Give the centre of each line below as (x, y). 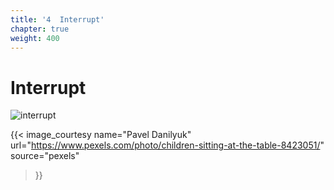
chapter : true (40, 29)
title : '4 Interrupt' (57, 19)
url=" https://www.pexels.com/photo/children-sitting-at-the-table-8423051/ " (167, 145)
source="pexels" (45, 156)
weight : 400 (35, 38)
